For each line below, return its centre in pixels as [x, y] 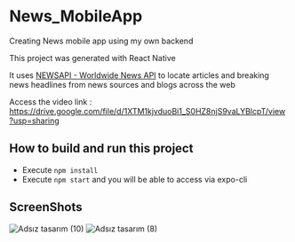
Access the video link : [51, 101]
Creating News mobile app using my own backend [101, 41]
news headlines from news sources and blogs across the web [122, 84]
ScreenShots [46, 207]
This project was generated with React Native [92, 58]
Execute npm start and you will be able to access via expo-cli [135, 179]
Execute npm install [60, 169]
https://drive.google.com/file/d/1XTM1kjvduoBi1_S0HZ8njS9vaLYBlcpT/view [147, 111]
